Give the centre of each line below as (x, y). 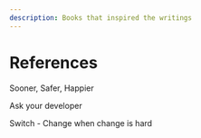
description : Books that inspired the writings (101, 18)
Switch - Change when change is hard (81, 123)
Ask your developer (46, 105)
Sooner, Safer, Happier (52, 88)
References (53, 62)
